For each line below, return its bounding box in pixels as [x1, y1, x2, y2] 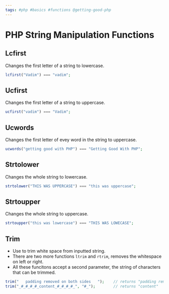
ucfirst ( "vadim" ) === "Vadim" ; [5, 109, 71, 114]
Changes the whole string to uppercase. [5, 211, 89, 217]
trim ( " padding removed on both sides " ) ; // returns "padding [5, 279, 156, 284]
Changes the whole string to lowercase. [5, 173, 88, 180]
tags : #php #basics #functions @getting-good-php [5, 7, 112, 13]
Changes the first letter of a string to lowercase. [5, 63, 105, 69]
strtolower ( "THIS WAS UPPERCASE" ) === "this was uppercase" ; [5, 184, 136, 189]
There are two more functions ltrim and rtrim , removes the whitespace [12, 253, 162, 260]
